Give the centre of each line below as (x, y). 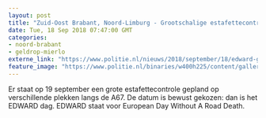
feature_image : (33, 67)
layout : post (30, 15)
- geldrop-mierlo (37, 52)
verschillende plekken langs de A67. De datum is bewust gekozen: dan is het (133, 97)
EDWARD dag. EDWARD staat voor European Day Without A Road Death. (127, 105)
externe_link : (32, 60)
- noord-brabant (35, 45)
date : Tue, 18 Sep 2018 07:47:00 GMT (70, 30)
